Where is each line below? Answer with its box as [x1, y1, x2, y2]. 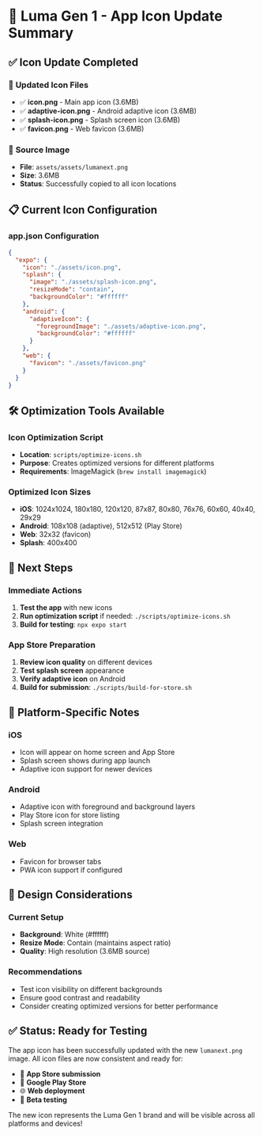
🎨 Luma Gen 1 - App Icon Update [8, 7, 224, 25]
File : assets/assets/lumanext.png [19, 162, 129, 172]
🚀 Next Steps [8, 561, 73, 574]
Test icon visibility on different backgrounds [19, 984, 163, 993]
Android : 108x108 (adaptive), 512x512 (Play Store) [19, 521, 183, 531]
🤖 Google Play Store [19, 1077, 87, 1087]
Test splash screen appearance [19, 665, 125, 676]
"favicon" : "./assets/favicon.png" [28, 359, 147, 367]
